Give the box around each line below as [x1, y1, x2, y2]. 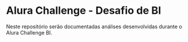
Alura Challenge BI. [6, 29, 53, 36]
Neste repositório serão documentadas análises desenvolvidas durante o [6, 23, 183, 30]
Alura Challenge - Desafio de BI [6, 4, 162, 17]
